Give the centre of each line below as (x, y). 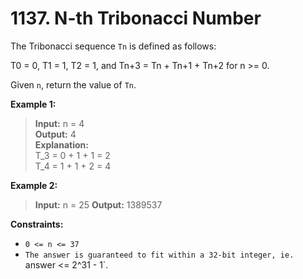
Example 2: (34, 185)
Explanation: (61, 144)
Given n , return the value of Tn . (73, 84)
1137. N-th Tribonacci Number (136, 18)
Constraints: (37, 224)
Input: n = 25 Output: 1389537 (98, 204)
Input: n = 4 (59, 123)
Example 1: (33, 104)
